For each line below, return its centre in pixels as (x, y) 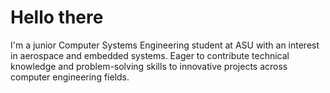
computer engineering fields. (70, 77)
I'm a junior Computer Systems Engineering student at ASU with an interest (165, 45)
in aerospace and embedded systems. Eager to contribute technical (150, 55)
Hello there (57, 17)
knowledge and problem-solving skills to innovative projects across (149, 66)
